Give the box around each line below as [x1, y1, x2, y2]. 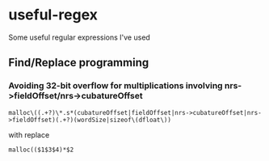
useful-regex [8, 6, 99, 24]
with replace [8, 129, 50, 139]
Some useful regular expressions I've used [8, 32, 151, 42]
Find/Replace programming [8, 56, 149, 70]
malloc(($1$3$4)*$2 [8, 146, 74, 154]
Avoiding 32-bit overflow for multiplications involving [8, 80, 224, 91]
